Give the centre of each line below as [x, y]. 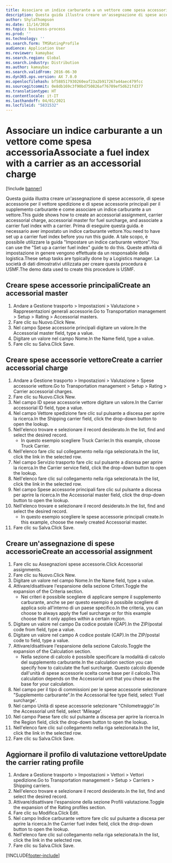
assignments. [27, 569]
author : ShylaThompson [30, 19]
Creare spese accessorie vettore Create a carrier [84, 360]
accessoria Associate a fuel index [78, 153]
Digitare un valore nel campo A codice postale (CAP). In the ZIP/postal [86, 635]
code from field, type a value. [44, 629]
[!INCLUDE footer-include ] [33, 856]
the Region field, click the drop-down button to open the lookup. [81, 722]
